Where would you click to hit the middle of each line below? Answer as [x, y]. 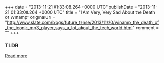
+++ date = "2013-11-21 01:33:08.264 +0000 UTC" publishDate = [71, 7]
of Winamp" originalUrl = [30, 17]
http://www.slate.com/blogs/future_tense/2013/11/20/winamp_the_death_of [83, 22]
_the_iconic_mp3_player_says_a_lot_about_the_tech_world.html [69, 28]
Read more [16, 56]
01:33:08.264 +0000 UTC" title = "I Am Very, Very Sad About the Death [83, 12]
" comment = [146, 28]
